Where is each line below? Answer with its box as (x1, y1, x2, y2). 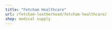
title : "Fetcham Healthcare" (5, 7, 67, 12)
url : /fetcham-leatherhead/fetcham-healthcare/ (5, 12, 107, 17)
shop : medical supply (5, 16, 51, 21)
